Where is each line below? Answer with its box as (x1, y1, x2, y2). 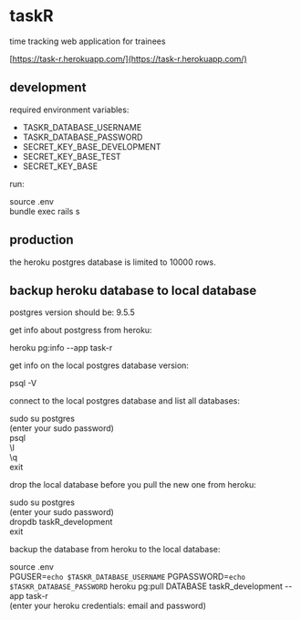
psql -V (9, 378, 37, 389)
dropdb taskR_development (9, 517, 113, 528)
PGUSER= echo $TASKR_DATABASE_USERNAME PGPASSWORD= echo (9, 572, 246, 583)
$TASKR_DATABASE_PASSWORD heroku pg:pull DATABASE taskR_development (9, 581, 283, 592)
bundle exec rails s (9, 205, 80, 216)
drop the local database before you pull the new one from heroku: (9, 479, 257, 490)
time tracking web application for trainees (9, 36, 166, 47)
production (9, 232, 75, 247)
